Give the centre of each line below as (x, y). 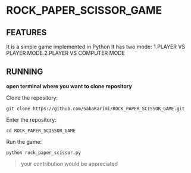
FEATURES (26, 33)
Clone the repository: (32, 98)
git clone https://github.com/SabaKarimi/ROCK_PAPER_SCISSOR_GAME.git (95, 109)
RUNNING (25, 72)
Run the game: (24, 141)
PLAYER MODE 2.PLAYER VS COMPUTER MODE (65, 53)
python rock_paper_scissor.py (44, 153)
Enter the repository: (31, 119)
